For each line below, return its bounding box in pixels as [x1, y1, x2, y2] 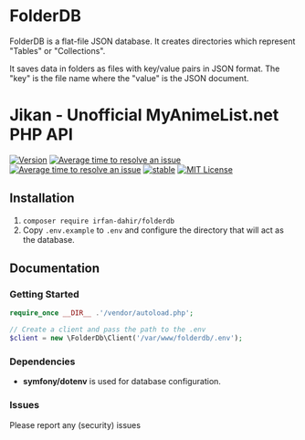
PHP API [9, 124, 73, 145]
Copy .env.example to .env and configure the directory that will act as [22, 225, 285, 236]
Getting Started [9, 288, 79, 300]
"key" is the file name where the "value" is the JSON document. [9, 72, 249, 83]
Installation [9, 191, 75, 206]
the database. [22, 234, 75, 245]
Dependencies [9, 355, 76, 368]
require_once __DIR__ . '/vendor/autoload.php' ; [9, 309, 195, 318]
